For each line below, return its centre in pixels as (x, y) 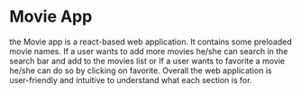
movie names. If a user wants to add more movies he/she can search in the (149, 51)
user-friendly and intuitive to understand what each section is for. (131, 80)
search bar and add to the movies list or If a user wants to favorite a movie (147, 61)
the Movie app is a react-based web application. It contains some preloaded (151, 42)
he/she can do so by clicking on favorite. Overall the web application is (141, 70)
